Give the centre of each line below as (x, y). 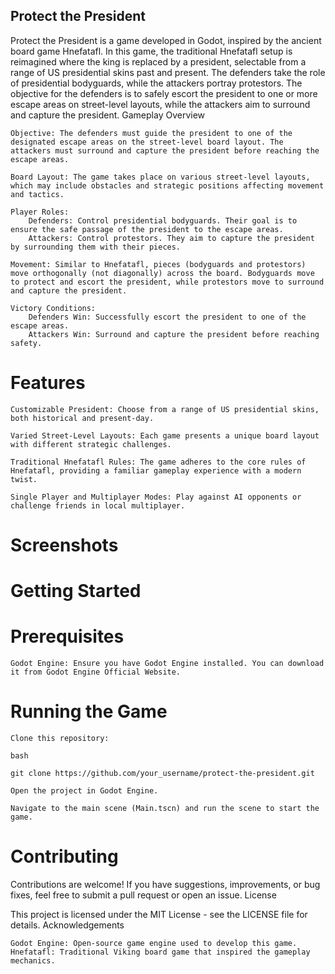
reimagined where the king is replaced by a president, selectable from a (158, 61)
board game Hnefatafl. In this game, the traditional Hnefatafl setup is (151, 51)
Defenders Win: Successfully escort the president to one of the (167, 317)
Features (48, 383)
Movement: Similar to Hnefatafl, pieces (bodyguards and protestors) (158, 264)
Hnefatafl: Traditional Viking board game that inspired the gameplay (160, 952)
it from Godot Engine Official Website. (96, 672)
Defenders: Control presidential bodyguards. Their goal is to (163, 220)
